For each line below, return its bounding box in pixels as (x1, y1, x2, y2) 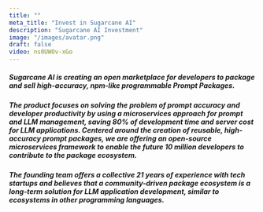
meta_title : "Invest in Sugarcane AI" (9, 19, 136, 27)
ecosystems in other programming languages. (9, 196, 165, 205)
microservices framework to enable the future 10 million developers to (9, 142, 245, 152)
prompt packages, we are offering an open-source (42, 133, 212, 143)
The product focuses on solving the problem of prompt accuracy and (9, 100, 240, 110)
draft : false (9, 41, 52, 49)
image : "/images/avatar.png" (9, 33, 105, 42)
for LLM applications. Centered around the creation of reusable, (9, 125, 224, 134)
